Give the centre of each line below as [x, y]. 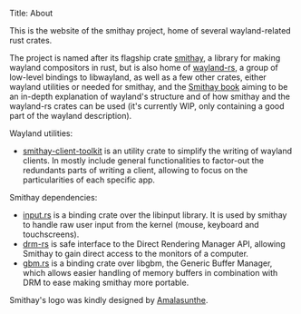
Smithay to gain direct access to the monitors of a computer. [136, 254]
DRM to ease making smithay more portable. [106, 282]
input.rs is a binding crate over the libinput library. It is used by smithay [155, 215]
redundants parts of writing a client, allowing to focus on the [135, 170]
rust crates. [31, 40]
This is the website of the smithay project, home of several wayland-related [150, 30]
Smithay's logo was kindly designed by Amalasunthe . [109, 300]
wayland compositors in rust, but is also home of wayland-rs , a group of [144, 68]
